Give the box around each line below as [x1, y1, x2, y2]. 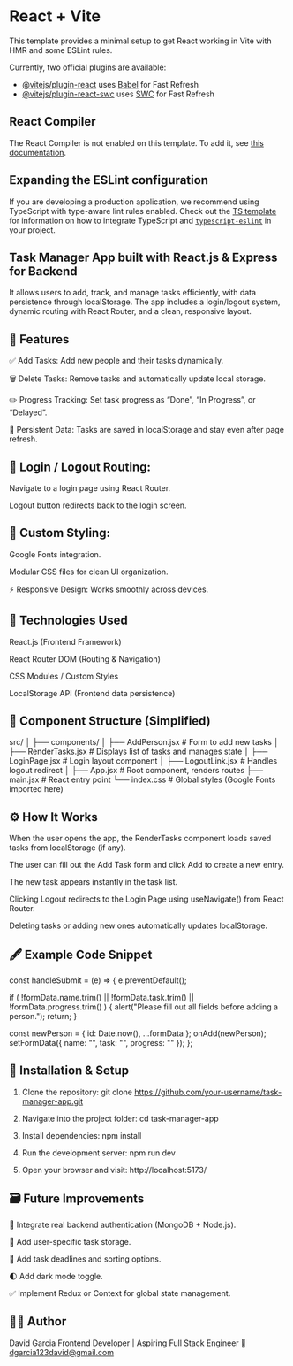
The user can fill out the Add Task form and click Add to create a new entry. [9, 860, 285, 871]
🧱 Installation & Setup [9, 1063, 130, 1078]
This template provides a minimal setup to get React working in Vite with [9, 35, 272, 46]
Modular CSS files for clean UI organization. [9, 566, 169, 577]
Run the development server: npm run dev [21, 1147, 177, 1158]
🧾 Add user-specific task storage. [9, 1236, 131, 1247]
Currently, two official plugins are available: [9, 62, 167, 73]
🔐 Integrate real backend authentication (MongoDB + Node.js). [9, 1219, 237, 1230]
